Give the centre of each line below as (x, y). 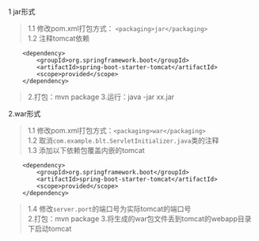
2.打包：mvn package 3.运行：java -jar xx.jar (101, 97)
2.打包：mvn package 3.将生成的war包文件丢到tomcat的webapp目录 (139, 219)
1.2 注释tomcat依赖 (58, 38)
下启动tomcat (50, 229)
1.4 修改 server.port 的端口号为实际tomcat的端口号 (109, 209)
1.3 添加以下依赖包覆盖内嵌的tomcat (86, 150)
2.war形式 (25, 114)
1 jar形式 (22, 11)
